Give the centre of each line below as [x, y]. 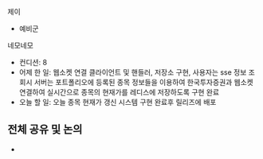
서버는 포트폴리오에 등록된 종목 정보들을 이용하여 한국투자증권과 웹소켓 [144, 82]
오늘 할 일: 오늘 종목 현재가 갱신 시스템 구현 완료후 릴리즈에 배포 [118, 102]
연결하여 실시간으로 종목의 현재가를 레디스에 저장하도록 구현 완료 [119, 92]
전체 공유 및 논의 [45, 130]
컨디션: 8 [33, 62]
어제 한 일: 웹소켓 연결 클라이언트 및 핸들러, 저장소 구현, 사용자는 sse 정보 [133, 72]
